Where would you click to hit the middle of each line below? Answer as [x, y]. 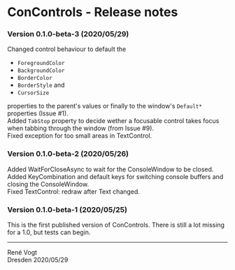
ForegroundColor [41, 64]
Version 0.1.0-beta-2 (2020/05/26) [68, 154]
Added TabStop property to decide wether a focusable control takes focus [113, 121]
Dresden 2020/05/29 [38, 260]
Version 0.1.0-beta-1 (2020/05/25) [67, 209]
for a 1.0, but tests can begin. [49, 232]
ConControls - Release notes [93, 12]
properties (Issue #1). [38, 113]
